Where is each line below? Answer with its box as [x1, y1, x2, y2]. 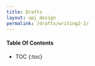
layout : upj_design [6, 15, 56, 21]
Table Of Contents [6, 39, 54, 46]
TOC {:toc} [15, 53, 43, 60]
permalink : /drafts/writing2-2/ [6, 20, 89, 26]
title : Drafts [6, 9, 43, 15]
